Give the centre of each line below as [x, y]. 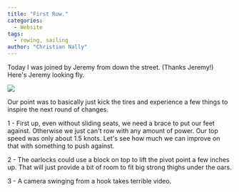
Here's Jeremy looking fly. [46, 75]
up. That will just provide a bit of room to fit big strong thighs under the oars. [119, 167]
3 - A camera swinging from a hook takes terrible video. [90, 181]
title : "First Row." [38, 14]
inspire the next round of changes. [58, 110]
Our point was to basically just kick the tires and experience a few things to [118, 102]
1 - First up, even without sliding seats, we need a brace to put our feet [111, 123]
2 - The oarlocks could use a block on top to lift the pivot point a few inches [118, 160]
